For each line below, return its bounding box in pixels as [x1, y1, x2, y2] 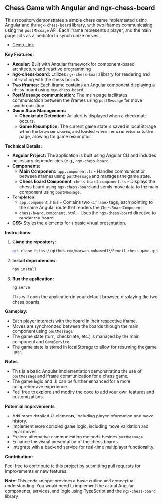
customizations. [12, 394, 44, 400]
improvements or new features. [5, 468, 68, 474]
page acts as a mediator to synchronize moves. [5, 32, 100, 38]
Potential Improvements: [5, 403, 56, 410]
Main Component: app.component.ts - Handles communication [19, 168, 146, 174]
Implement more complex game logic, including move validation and [12, 423, 149, 429]
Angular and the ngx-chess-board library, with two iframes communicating [5, 22, 153, 28]
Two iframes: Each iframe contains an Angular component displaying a [12, 82, 155, 88]
